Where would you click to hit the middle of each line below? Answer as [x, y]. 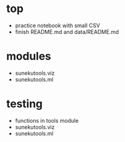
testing [25, 104]
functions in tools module [47, 120]
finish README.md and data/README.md [67, 31]
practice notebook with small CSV [57, 25]
